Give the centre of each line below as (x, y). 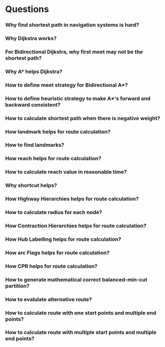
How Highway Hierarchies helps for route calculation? (72, 199)
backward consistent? (33, 105)
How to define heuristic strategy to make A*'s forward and (78, 98)
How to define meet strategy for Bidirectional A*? (67, 85)
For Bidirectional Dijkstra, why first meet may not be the (74, 52)
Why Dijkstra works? (31, 39)
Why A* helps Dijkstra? (34, 71)
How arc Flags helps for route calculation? (57, 253)
